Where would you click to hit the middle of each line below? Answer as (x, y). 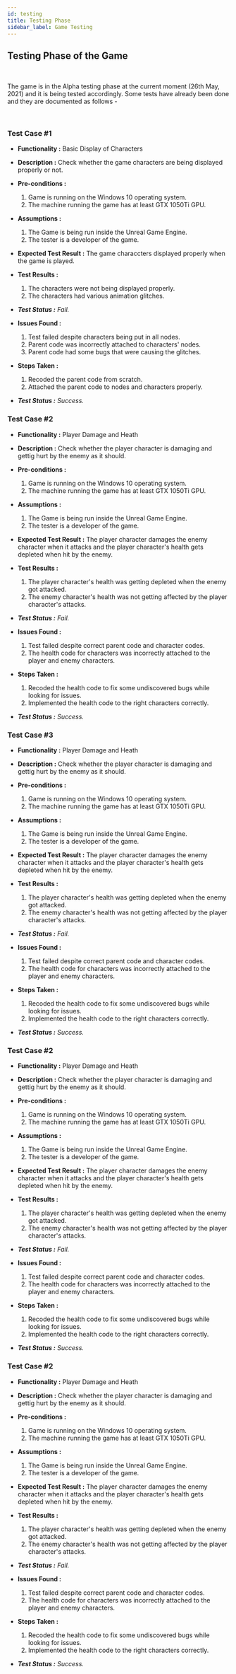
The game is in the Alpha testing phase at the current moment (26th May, (113, 86)
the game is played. (46, 261)
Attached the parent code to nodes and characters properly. (115, 387)
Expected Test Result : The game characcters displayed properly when (121, 254)
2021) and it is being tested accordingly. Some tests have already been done (118, 94)
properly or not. (40, 170)
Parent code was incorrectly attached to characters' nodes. (114, 344)
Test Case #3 (30, 735)
